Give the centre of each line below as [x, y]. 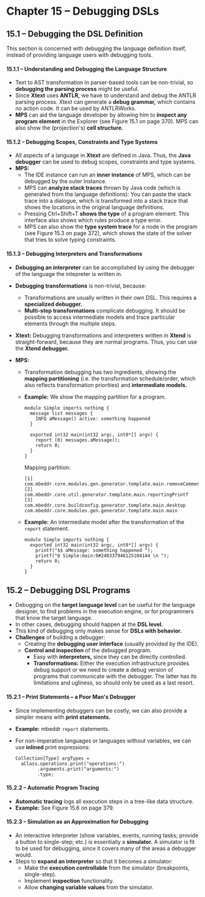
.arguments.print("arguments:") [78, 769]
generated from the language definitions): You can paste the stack [108, 194]
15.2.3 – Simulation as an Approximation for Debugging [77, 822]
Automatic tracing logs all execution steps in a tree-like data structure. [104, 801]
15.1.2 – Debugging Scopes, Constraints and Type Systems [82, 142]
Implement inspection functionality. [69, 881]
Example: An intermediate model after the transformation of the [104, 522]
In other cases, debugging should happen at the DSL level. [89, 625]
